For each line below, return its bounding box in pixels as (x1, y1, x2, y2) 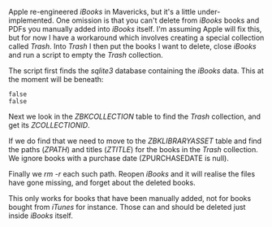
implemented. (8, 15, 54, 25)
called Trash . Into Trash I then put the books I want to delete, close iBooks (8, 41, 257, 51)
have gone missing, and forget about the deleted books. (8, 178, 196, 187)
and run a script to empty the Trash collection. (8, 50, 164, 59)
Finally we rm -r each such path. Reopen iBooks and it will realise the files (8, 169, 256, 178)
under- (197, 7, 221, 16)
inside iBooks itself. (8, 211, 73, 220)
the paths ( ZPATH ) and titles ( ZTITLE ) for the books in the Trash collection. (8, 145, 258, 154)
